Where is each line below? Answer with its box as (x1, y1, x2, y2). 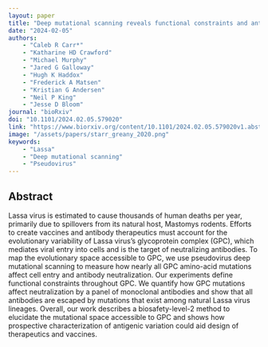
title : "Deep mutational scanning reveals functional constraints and (8, 19, 248, 27)
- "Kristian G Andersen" (22, 85, 105, 94)
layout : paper (8, 11, 56, 20)
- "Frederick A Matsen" (22, 78, 102, 86)
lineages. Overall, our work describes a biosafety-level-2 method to (8, 304, 231, 313)
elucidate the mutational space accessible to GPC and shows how (8, 312, 225, 321)
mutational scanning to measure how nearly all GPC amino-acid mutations (8, 261, 252, 271)
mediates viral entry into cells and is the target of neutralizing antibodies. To (8, 244, 258, 254)
